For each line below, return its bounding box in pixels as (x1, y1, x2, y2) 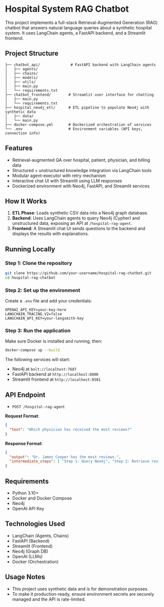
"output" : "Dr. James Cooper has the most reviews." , (9, 455, 121, 459)
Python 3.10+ (12, 490, 39, 496)
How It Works (5, 197, 47, 205)
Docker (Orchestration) (12, 559, 59, 564)
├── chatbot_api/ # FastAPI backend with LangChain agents (5, 62, 156, 67)
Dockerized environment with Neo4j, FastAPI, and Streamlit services (12, 183, 150, 189)
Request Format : (5, 413, 40, 419)
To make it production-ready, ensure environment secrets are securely (12, 591, 155, 597)
